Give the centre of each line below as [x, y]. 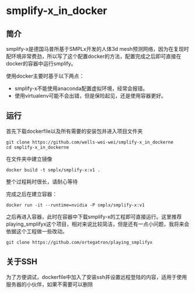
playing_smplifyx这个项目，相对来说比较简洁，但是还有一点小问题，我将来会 [98, 224]
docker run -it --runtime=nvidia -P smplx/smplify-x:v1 [75, 205]
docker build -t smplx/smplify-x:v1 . [53, 170]
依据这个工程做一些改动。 [37, 231]
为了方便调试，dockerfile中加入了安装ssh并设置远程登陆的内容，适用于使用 [97, 277]
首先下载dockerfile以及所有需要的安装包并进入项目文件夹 [74, 131]
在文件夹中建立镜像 [29, 158]
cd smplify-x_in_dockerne [37, 147]
